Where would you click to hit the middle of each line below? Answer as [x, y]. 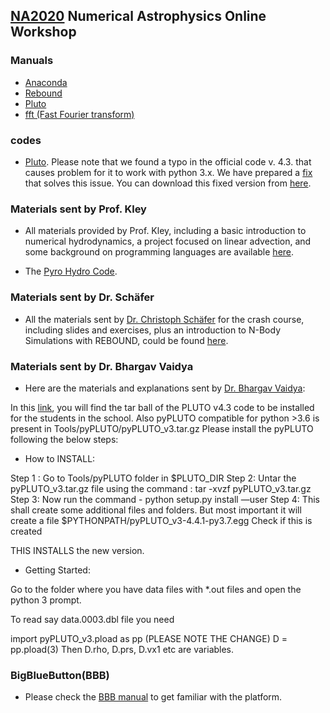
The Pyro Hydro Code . [71, 271]
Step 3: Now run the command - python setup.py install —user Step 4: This [165, 499]
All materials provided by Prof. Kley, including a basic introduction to [165, 231]
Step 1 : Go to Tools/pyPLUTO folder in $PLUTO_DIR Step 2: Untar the [153, 478]
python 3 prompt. [46, 600]
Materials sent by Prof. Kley [78, 209]
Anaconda [46, 82]
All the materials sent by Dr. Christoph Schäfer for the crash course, [164, 319]
